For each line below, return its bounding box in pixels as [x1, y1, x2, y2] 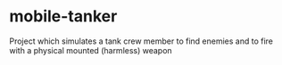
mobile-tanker [9, 6, 118, 27]
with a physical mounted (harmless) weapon [9, 45, 172, 55]
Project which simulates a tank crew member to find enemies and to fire [9, 36, 274, 46]
